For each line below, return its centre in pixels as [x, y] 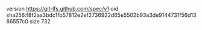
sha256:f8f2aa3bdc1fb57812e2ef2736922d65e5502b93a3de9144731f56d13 [101, 15]
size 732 [40, 21]
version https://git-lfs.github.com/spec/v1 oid [62, 9]
